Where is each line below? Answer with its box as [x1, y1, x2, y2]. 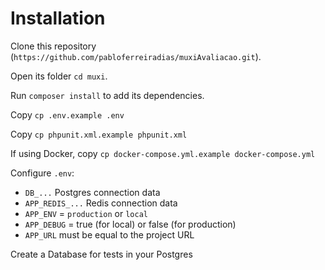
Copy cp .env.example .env [10, 108, 125, 121]
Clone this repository [10, 40, 97, 52]
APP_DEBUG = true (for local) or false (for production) [24, 218, 237, 230]
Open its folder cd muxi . [10, 70, 108, 82]
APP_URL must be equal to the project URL [24, 228, 195, 241]
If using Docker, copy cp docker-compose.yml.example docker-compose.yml [10, 147, 316, 159]
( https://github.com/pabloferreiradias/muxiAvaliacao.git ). [10, 50, 262, 62]
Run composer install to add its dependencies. [10, 89, 205, 101]
